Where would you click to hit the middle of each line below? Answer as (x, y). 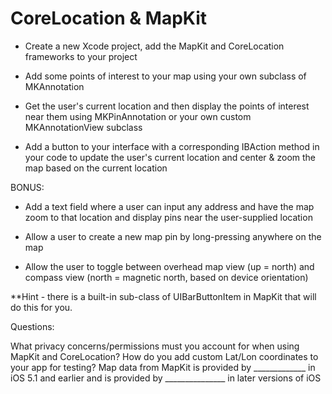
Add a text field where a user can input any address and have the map (169, 206)
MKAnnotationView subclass (83, 127)
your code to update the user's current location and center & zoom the (170, 157)
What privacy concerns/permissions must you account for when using (155, 346)
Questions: (32, 326)
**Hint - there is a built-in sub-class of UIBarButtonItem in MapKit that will (163, 296)
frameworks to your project (81, 56)
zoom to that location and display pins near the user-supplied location (168, 217)
